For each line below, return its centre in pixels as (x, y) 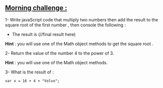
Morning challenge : (36, 8)
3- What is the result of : (29, 72)
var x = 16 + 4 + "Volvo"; (32, 81)
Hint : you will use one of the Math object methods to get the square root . (79, 44)
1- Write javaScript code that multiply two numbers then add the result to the (81, 19)
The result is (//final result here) (44, 34)
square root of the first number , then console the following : (65, 25)
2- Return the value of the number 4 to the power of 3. (60, 53)
